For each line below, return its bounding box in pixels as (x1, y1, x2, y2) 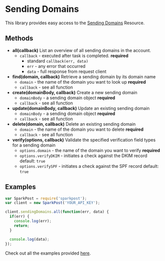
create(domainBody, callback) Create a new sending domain (12, 89, 138, 95)
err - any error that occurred (27, 63, 86, 69)
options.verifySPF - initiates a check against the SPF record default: (19, 163, 159, 169)
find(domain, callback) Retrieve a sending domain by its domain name (12, 73, 156, 80)
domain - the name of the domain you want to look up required (19, 79, 146, 85)
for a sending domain (12, 142, 56, 148)
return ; (14, 223, 30, 228)
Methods (5, 34, 33, 43)
